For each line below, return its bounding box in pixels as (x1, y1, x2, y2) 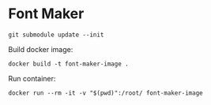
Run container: (8, 73, 56, 83)
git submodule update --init (8, 31, 104, 39)
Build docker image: (8, 44, 73, 54)
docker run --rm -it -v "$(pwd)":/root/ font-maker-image (8, 88, 203, 97)
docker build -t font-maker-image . (8, 60, 129, 68)
